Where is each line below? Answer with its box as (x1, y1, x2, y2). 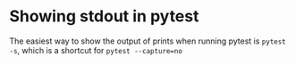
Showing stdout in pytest (9, 6, 199, 27)
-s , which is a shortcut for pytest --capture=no (9, 44, 183, 55)
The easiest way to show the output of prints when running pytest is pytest (9, 36, 286, 46)
